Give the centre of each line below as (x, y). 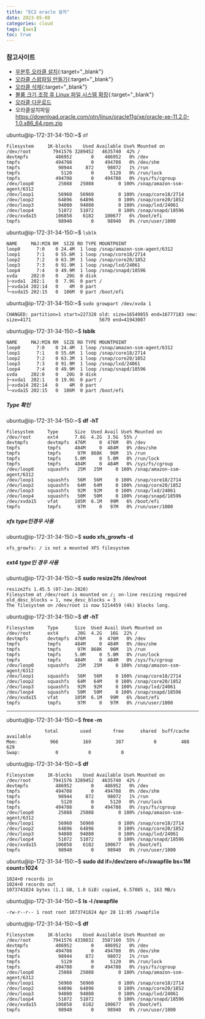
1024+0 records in (30, 879)
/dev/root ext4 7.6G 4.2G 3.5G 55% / (72, 437)
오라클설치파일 (32, 110)
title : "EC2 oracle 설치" (38, 12)
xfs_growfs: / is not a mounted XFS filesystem (68, 548)
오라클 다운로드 (33, 102)
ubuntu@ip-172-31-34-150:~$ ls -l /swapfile (62, 901)
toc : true (19, 35)
